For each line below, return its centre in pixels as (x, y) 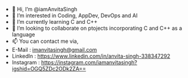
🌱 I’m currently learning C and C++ (55, 22)
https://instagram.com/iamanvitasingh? (89, 62)
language (23, 35)
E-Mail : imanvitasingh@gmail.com (54, 50)
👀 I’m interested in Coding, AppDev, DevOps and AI (75, 15)
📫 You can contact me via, (45, 41)
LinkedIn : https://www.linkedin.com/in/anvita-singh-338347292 (91, 56)
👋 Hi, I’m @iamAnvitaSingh (44, 9)
